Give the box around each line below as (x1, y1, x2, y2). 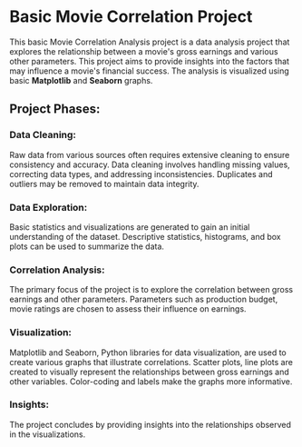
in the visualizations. (9, 429, 86, 440)
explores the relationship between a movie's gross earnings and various (9, 45, 278, 56)
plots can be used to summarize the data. (9, 241, 165, 252)
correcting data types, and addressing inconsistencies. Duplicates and (9, 168, 274, 179)
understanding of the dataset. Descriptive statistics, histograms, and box (9, 231, 281, 242)
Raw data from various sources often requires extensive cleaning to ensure (9, 149, 290, 160)
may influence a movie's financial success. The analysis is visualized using (9, 65, 290, 76)
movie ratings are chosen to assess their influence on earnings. (9, 303, 247, 314)
